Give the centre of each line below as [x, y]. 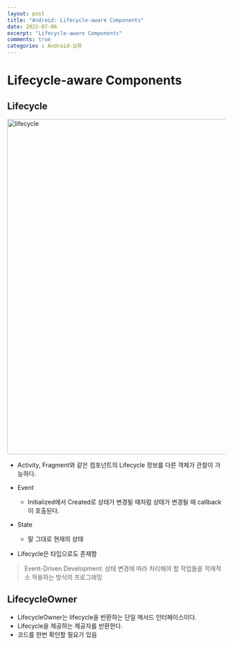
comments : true [29, 40]
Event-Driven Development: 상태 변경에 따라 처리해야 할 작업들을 [113, 568]
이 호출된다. [43, 511]
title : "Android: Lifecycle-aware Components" [76, 20]
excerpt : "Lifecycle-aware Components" [65, 33]
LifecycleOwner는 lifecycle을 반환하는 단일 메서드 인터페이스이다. [107, 617]
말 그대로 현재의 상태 [55, 539]
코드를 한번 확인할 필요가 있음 [57, 635]
